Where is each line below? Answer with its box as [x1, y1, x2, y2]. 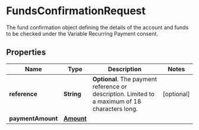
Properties [6, 47, 46, 58]
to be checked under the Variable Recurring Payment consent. [6, 30, 159, 37]
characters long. [92, 104, 138, 113]
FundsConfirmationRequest [6, 4, 146, 18]
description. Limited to [92, 90, 155, 98]
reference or [92, 82, 127, 90]
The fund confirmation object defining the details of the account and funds [6, 24, 189, 31]
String [63, 90, 82, 98]
